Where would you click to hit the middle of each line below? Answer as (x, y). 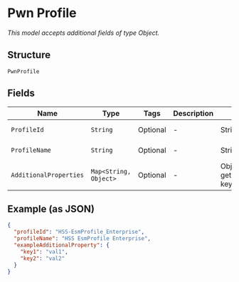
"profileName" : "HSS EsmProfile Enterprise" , (83, 239)
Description (193, 113)
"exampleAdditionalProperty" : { (62, 245)
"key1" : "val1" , (44, 251)
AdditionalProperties (47, 175)
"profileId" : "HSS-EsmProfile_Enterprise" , (79, 232)
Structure (29, 55)
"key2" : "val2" (43, 258)
